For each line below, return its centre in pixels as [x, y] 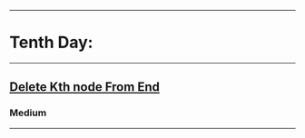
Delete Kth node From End [85, 87]
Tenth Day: [51, 43]
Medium [28, 113]
